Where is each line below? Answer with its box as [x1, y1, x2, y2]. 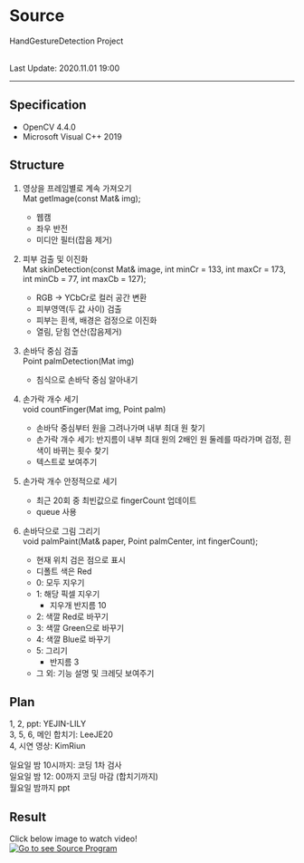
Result [9, 809, 47, 825]
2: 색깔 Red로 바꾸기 [35, 611, 109, 622]
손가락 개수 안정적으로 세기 [22, 475, 118, 486]
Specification [9, 97, 87, 113]
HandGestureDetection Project [9, 35, 124, 46]
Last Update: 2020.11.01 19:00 [9, 63, 120, 73]
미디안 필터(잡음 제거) [35, 234, 113, 245]
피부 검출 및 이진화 [22, 253, 89, 264]
